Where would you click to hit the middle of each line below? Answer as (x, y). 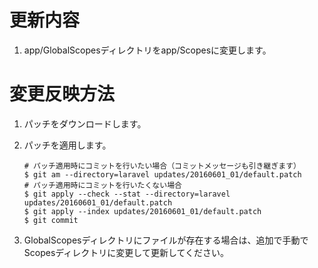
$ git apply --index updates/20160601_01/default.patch (142, 211)
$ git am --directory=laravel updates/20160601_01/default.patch (162, 174)
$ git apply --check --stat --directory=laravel (127, 194)
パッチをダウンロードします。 (85, 123)
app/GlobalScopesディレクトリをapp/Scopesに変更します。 (147, 50)
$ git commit (51, 220)
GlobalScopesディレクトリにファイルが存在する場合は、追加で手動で (166, 240)
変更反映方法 (62, 94)
